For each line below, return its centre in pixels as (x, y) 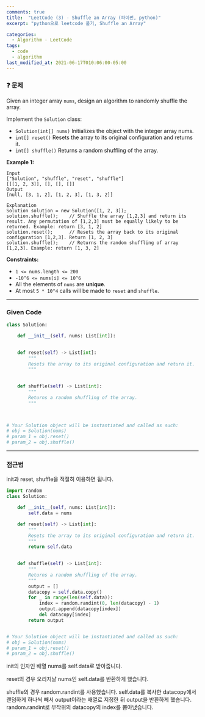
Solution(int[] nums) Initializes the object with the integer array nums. (104, 131)
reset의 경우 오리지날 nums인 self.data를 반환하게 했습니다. (77, 679)
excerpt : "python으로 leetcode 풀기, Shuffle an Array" (76, 23)
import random (24, 491)
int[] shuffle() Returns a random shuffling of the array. (87, 150)
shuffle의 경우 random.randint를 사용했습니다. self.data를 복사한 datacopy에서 (101, 692)
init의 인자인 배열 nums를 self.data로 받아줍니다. (64, 666)
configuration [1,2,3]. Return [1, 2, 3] (60, 237)
